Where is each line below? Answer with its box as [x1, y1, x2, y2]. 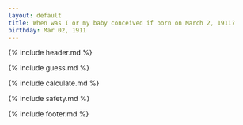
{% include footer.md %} [8, 109, 89, 119]
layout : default [8, 11, 62, 20]
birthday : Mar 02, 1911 [8, 26, 87, 34]
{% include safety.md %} [8, 94, 90, 104]
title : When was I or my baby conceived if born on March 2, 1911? [8, 19, 236, 27]
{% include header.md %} [8, 48, 93, 58]
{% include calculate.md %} [8, 78, 100, 88]
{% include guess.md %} [8, 63, 89, 73]
